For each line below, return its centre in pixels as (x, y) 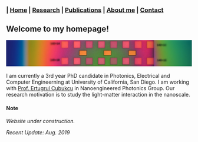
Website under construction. (41, 121)
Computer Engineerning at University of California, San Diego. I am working (98, 82)
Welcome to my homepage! (57, 29)
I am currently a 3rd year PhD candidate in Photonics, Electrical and (88, 76)
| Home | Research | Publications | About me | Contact (85, 10)
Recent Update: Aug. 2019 (38, 133)
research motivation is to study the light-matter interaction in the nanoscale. (98, 95)
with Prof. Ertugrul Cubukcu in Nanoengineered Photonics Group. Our (90, 88)
